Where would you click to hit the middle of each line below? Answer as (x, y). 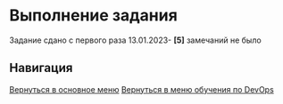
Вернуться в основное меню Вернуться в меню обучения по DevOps (141, 89)
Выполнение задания (94, 16)
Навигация (41, 68)
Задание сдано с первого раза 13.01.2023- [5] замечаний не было (135, 40)
